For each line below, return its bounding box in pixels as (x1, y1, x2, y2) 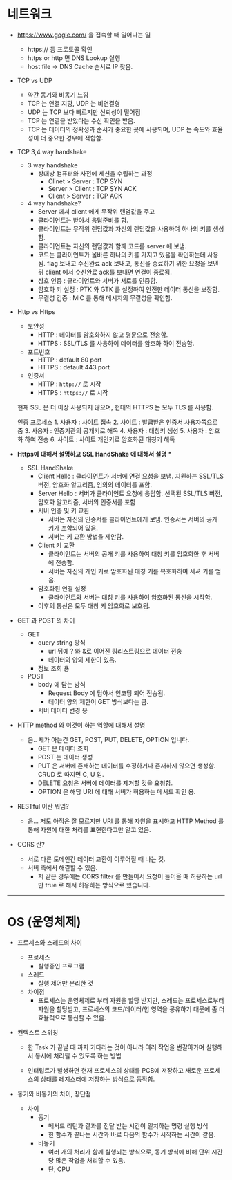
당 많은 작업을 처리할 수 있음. (48, 1156, 126, 1164)
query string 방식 (37, 638, 86, 647)
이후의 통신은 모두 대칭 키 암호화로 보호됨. (37, 601, 151, 609)
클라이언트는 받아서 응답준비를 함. (37, 216, 129, 224)
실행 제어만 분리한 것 (37, 979, 94, 987)
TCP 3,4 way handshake (17, 147, 87, 156)
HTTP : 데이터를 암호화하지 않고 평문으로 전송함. (37, 330, 168, 339)
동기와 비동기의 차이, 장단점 (17, 1089, 92, 1098)
